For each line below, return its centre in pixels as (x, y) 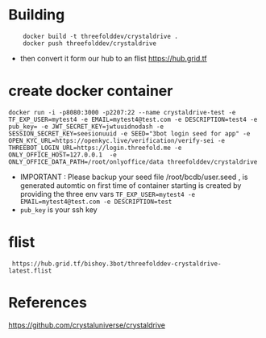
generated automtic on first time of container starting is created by (131, 185)
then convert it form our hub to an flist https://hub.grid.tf (113, 58)
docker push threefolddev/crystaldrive (90, 43)
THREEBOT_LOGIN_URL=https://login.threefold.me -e (95, 148)
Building (37, 15)
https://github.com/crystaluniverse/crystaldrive (87, 325)
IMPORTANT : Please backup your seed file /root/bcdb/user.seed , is (134, 177)
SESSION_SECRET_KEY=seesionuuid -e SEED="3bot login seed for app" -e (129, 134)
